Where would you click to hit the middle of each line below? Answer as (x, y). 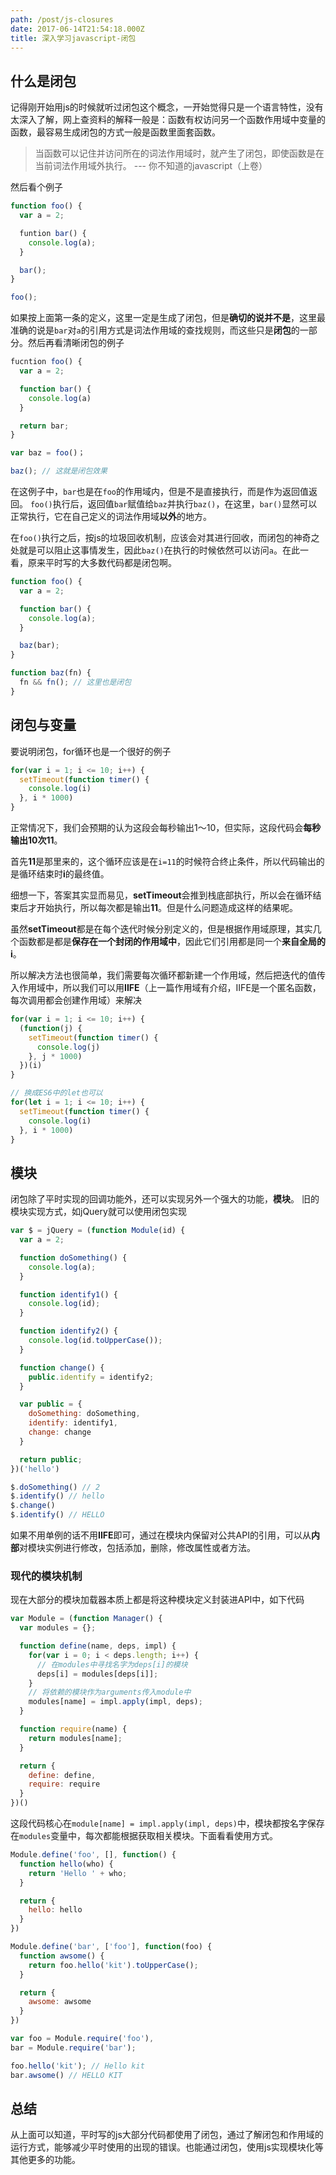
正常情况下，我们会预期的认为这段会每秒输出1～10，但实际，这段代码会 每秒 (166, 827)
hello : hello (55, 1910)
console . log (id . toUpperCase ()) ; (95, 1341)
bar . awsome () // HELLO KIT (66, 2075)
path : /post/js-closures (62, 19)
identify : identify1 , (73, 1423)
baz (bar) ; (39, 646)
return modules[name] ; (75, 1738)
